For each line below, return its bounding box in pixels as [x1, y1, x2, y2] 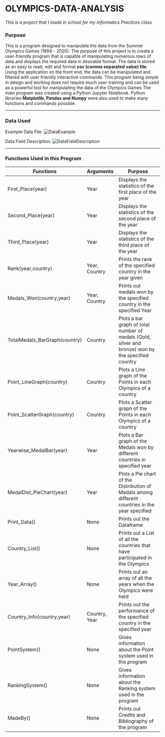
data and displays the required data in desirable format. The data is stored [5, 59, 155, 65]
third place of [118, 241, 149, 248]
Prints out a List [118, 529, 155, 536]
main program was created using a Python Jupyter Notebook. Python [5, 90, 146, 96]
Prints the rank [118, 256, 152, 262]
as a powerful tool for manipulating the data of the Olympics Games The [5, 85, 151, 91]
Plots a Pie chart [118, 470, 156, 477]
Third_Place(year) [7, 238, 49, 245]
